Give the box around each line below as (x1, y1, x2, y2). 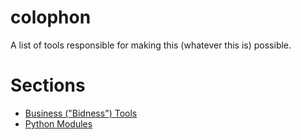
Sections (10, 74, 86, 97)
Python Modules (24, 117, 93, 130)
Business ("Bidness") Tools (24, 107, 138, 119)
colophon (10, 6, 92, 29)
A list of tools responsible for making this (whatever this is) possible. (10, 39, 292, 51)
